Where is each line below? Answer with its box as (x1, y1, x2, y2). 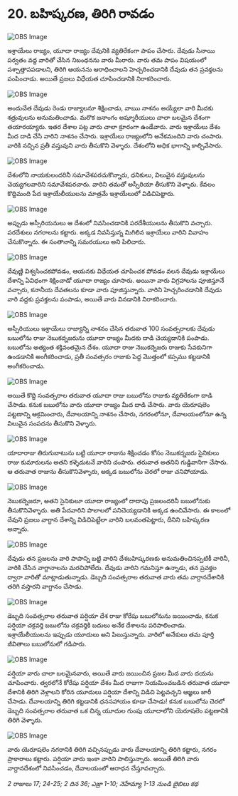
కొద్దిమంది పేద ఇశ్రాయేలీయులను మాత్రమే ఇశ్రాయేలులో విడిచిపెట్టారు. (7, 189, 175, 197)
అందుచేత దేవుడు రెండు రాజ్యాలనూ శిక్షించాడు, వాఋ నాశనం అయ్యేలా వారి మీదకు (7, 103, 214, 112)
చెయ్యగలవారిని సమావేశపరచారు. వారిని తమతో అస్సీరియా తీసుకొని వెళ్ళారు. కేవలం (7, 180, 215, 188)
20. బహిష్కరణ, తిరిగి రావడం (7, 6, 155, 22)
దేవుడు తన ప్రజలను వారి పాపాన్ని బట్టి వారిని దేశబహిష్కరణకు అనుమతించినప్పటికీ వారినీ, (7, 554, 230, 562)
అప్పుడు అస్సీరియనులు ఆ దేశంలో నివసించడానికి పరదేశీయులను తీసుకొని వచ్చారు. (7, 218, 213, 227)
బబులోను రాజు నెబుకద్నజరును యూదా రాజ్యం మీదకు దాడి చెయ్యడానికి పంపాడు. (7, 334, 210, 342)
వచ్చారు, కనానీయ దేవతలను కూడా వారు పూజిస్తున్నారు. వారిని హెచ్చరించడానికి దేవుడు (7, 285, 222, 294)
